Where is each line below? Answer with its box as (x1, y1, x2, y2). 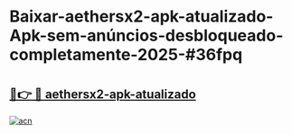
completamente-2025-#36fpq (9, 45, 243, 65)
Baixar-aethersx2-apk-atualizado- (9, 6, 274, 27)
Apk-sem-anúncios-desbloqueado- (9, 25, 284, 46)
